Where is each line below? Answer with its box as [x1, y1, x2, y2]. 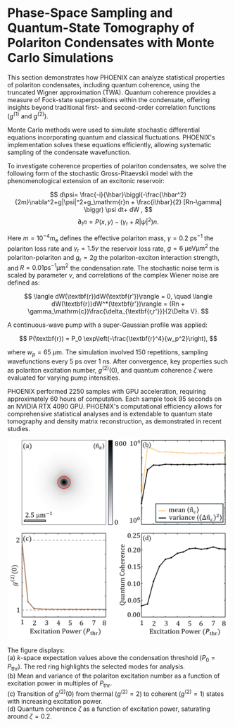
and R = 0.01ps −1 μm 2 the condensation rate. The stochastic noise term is [7, 262, 220, 272]
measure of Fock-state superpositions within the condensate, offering [7, 95, 210, 104]
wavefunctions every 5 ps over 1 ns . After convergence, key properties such [7, 357, 229, 366]
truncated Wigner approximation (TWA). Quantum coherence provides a [7, 88, 217, 97]
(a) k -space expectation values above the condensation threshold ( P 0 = [7, 653, 216, 664]
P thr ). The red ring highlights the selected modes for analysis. [7, 662, 185, 673]
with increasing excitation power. [7, 697, 103, 705]
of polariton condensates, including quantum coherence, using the [7, 80, 201, 89]
